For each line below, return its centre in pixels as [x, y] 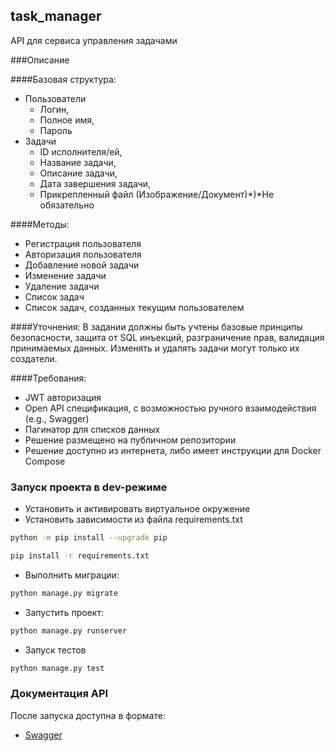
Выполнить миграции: [72, 575]
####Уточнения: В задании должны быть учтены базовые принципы [156, 326]
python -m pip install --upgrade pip [89, 538]
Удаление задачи [62, 286]
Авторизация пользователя [83, 254]
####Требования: [48, 378]
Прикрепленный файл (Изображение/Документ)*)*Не [157, 194]
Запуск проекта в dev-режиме [89, 487]
